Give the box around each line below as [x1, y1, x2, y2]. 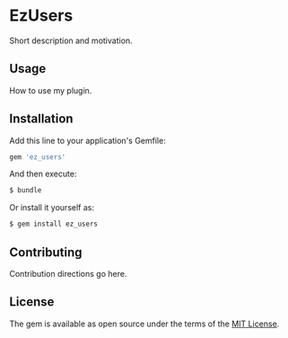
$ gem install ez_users [9, 219, 99, 229]
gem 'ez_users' [9, 152, 66, 162]
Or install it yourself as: [9, 202, 94, 213]
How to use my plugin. [9, 84, 92, 95]
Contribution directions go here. [9, 269, 127, 279]
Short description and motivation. [9, 35, 133, 46]
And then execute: [9, 168, 77, 180]
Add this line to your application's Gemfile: [9, 135, 166, 146]
